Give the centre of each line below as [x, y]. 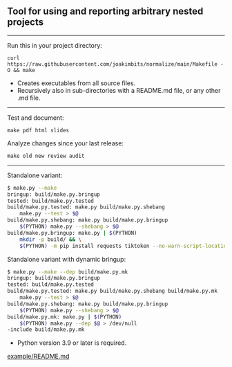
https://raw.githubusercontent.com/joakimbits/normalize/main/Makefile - [116, 64]
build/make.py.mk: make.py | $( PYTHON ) [65, 317]
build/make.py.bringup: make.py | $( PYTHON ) [72, 233]
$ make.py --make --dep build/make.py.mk [68, 272]
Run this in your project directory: [55, 45]
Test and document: [36, 118]
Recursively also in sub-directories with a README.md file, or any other [119, 90]
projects [26, 23]
